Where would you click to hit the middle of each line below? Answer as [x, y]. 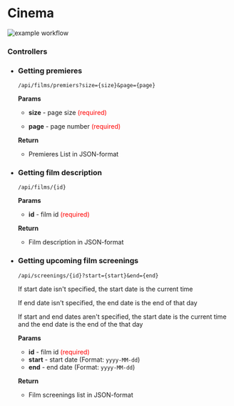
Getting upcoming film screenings [78, 261]
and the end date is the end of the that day [80, 324]
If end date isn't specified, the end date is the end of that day [107, 302]
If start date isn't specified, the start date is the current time [105, 289]
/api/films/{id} [42, 187]
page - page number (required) [75, 127]
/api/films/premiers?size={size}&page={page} [86, 86]
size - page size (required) [67, 113]
